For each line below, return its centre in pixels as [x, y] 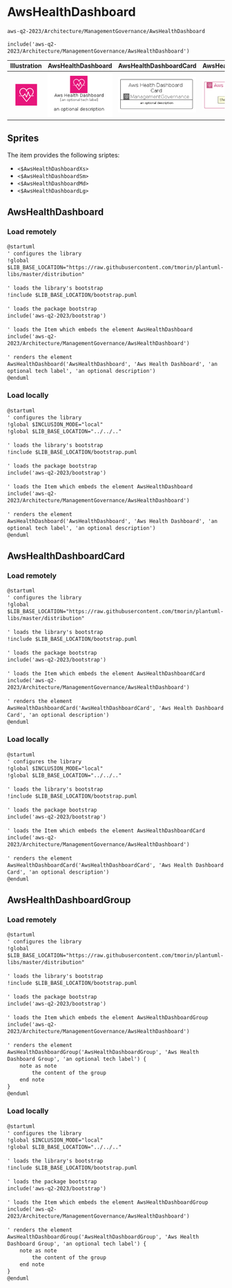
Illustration [26, 66]
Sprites [23, 138]
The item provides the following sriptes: [64, 155]
